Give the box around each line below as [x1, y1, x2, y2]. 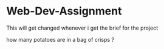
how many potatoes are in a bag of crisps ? [6, 36, 114, 43]
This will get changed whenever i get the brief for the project [6, 24, 159, 31]
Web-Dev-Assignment [6, 4, 122, 18]
